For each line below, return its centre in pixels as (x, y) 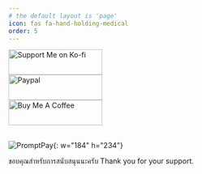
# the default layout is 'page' (63, 16)
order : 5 (23, 31)
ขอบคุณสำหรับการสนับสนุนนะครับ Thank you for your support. (101, 161)
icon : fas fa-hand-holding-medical (69, 23)
